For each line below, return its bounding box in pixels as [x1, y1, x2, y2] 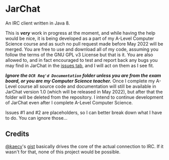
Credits [5, 130, 30, 139]
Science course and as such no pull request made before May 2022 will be [5, 40, 163, 47]
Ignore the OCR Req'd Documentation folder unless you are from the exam [5, 72, 161, 78]
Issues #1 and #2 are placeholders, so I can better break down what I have [5, 109, 162, 116]
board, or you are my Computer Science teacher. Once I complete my [5, 78, 155, 84]
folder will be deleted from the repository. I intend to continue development [5, 94, 164, 100]
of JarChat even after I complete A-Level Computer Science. [5, 99, 133, 105]
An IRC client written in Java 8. [5, 20, 70, 26]
